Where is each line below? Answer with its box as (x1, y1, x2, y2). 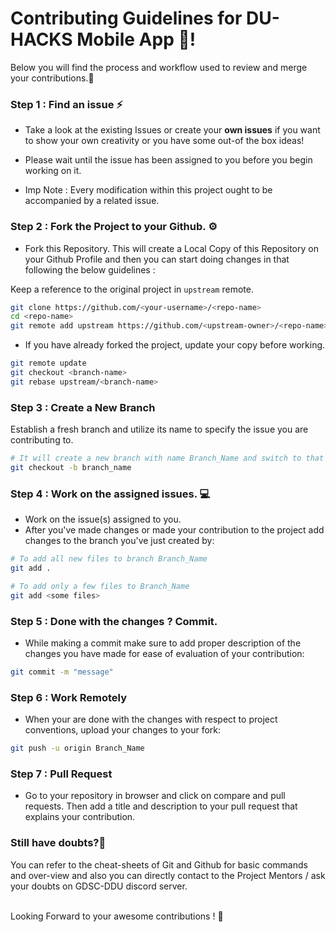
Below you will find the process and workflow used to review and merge (10, 61, 308, 73)
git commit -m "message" (10, 667, 114, 677)
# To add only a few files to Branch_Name (10, 581, 190, 591)
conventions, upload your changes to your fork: (24, 724, 222, 736)
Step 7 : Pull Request (10, 767, 113, 781)
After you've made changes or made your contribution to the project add (24, 524, 325, 536)
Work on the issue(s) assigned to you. (24, 513, 182, 526)
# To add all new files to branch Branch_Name (10, 554, 208, 564)
